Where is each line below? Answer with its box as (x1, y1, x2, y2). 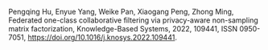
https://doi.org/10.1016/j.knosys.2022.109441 (27, 32, 175, 42)
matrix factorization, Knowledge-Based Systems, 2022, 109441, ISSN (8, 24, 238, 33)
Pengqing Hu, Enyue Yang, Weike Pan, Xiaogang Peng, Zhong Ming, (8, 7, 234, 16)
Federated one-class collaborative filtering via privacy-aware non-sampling (8, 15, 259, 25)
